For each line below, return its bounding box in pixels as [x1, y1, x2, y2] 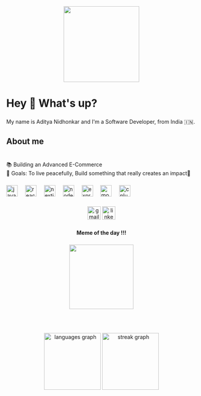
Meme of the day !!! [76, 229, 127, 237]
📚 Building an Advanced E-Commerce [6, 161, 103, 169]
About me [6, 136, 44, 146]
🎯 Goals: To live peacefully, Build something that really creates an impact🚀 [6, 170, 191, 177]
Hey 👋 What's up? [6, 96, 98, 110]
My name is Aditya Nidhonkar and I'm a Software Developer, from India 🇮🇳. [6, 118, 195, 126]
